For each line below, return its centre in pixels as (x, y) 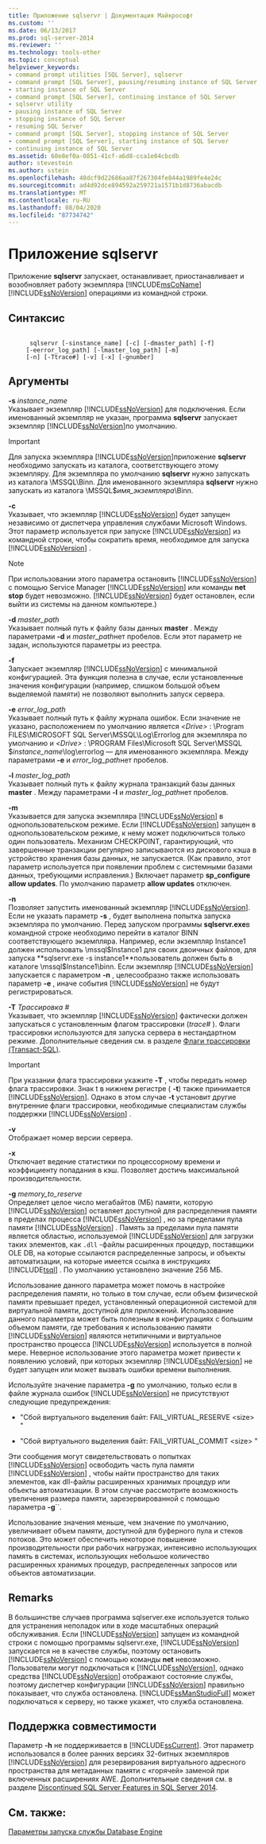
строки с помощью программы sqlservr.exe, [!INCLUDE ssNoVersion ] (124, 1642)
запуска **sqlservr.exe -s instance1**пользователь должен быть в (120, 958)
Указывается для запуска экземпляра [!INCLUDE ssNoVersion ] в (116, 816)
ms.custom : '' (32, 23)
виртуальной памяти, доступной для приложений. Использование (121, 1310)
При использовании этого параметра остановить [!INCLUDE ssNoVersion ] (133, 579)
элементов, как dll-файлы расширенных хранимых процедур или (119, 1481)
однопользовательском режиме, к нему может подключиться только (127, 833)
